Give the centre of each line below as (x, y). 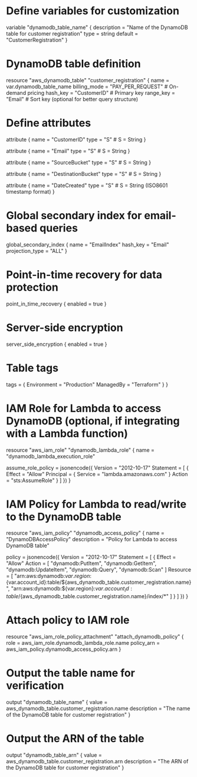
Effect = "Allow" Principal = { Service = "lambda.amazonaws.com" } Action (97, 474)
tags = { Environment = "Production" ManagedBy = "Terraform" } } (87, 384)
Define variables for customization (93, 11)
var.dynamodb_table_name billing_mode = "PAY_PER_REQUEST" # (87, 86)
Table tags (32, 368)
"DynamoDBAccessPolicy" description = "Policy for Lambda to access (92, 540)
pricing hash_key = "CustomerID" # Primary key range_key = (101, 92)
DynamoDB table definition (73, 64)
